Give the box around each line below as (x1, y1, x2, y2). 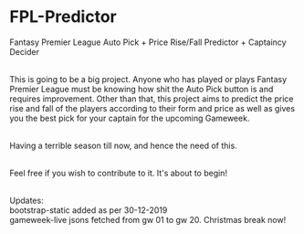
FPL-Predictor (9, 6, 117, 27)
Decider (9, 46, 39, 57)
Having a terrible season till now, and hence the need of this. (9, 140, 237, 151)
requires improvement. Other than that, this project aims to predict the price (9, 93, 294, 104)
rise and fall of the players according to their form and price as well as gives (9, 102, 295, 113)
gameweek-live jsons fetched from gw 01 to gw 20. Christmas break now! (9, 214, 287, 225)
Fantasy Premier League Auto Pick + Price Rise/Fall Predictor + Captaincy (9, 37, 287, 48)
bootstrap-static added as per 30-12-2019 (9, 204, 168, 216)
